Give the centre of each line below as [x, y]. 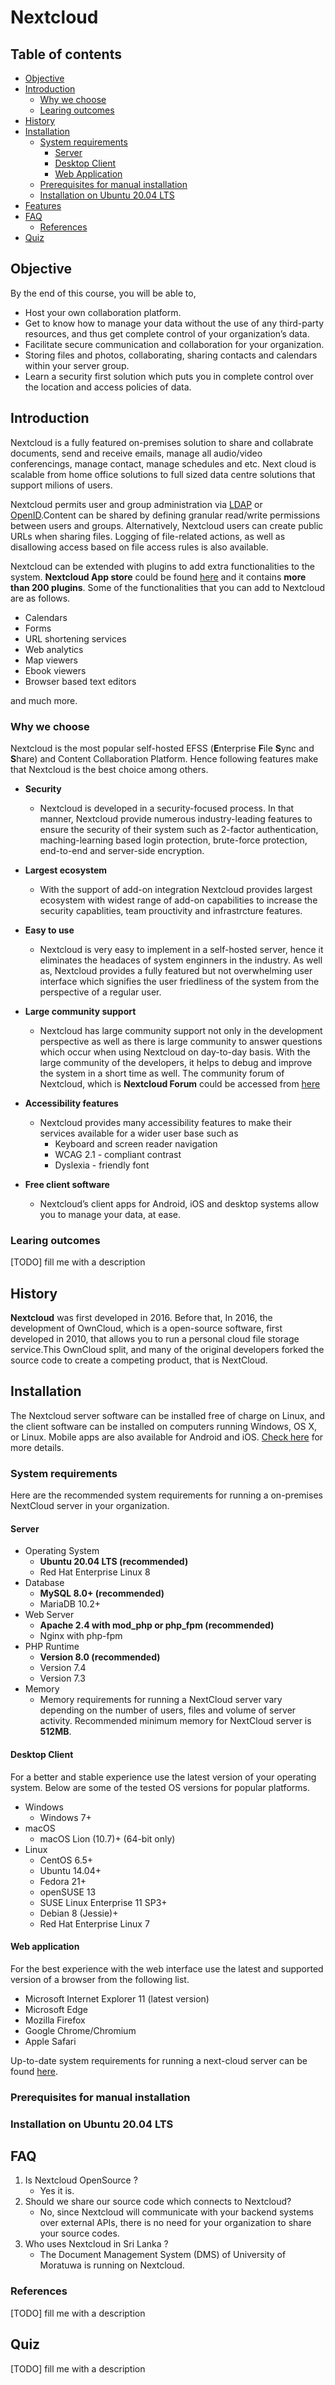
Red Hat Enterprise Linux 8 [95, 1572]
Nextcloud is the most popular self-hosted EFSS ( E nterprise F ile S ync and [162, 748]
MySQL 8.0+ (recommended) [102, 1593]
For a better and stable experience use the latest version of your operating [163, 1777]
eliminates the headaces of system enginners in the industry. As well [181, 960]
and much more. [44, 700]
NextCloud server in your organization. [90, 1506]
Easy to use [49, 930]
